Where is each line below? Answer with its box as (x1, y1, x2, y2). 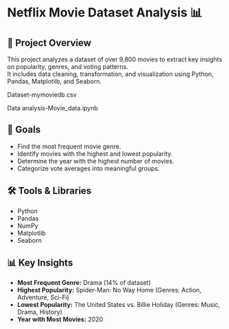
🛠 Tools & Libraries (7, 185, 92, 197)
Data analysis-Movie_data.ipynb (7, 104, 99, 112)
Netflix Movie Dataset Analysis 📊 (7, 5, 203, 21)
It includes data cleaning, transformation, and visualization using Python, (7, 70, 214, 78)
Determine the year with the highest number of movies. (17, 157, 175, 165)
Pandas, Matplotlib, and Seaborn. (7, 77, 102, 86)
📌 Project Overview (7, 37, 92, 48)
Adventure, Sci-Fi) (17, 293, 70, 301)
